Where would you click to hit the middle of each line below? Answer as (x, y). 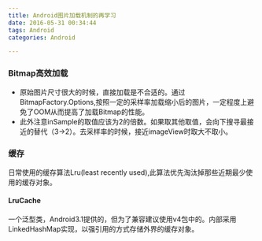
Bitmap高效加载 (38, 73)
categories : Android (42, 37)
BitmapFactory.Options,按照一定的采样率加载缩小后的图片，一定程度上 (133, 102)
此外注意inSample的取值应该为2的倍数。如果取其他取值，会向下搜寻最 (133, 121)
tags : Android (31, 30)
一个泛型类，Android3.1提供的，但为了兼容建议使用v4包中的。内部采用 (122, 219)
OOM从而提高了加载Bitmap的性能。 (91, 112)
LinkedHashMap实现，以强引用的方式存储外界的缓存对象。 (103, 229)
